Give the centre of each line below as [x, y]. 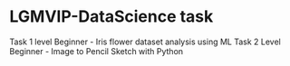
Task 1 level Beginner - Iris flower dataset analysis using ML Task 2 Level [145, 42]
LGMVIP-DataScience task [111, 17]
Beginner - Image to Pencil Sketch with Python [97, 51]
